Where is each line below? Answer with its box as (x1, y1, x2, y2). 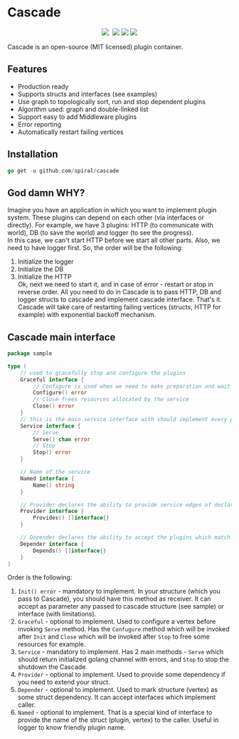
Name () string (33, 482, 75, 489)
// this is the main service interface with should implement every (20, 415, 228, 423)
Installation (7, 148, 58, 160)
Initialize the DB (17, 265, 64, 274)
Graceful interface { (20, 376, 84, 383)
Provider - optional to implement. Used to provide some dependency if (17, 671, 225, 679)
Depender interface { (20, 540, 84, 547)
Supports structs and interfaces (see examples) (17, 90, 158, 98)
